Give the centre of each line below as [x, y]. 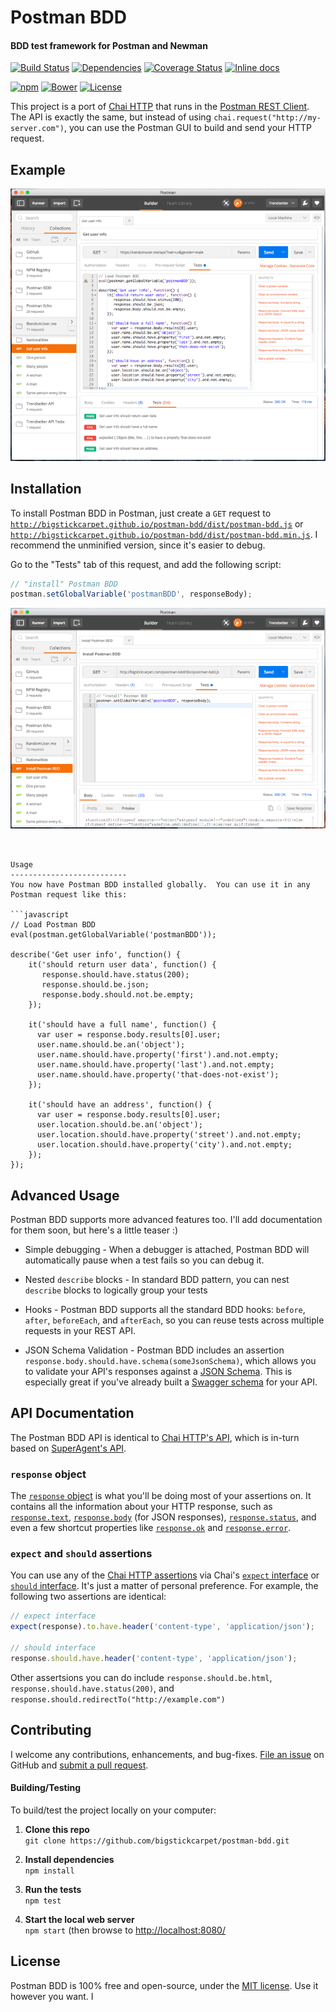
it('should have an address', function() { [120, 1105]
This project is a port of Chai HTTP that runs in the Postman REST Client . [160, 107]
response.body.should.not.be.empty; [118, 995]
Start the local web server [79, 1919]
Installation [46, 489]
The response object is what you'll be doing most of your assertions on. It [161, 1496]
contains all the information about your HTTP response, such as [141, 1507]
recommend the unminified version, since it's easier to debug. [138, 545]
